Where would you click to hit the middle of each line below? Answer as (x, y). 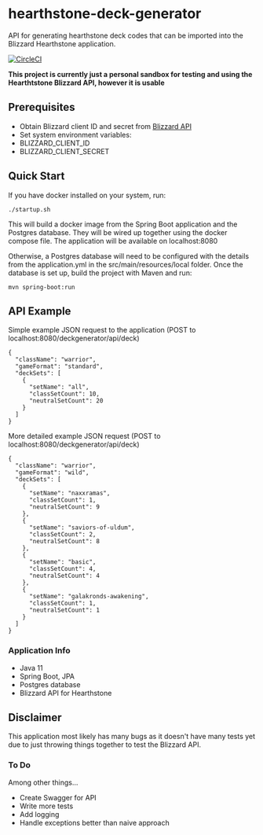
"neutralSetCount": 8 (64, 542)
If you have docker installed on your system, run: (87, 195)
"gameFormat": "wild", (52, 473)
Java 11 (31, 668)
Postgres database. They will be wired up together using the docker (118, 232)
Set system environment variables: (75, 134)
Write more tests (46, 806)
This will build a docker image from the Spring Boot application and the (123, 224)
